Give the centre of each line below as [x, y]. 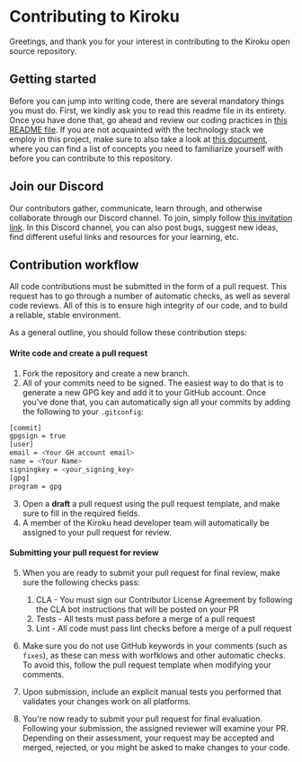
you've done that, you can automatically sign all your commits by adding [156, 402]
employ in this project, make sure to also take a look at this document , [138, 139]
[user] [22, 445]
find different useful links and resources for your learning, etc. [124, 236]
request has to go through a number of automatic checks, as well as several [150, 296]
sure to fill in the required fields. [81, 513]
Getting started [53, 80]
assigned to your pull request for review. [97, 532]
